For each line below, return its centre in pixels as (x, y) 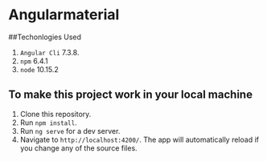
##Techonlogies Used (45, 37)
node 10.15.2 (39, 69)
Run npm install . (49, 123)
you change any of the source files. (79, 148)
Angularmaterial (64, 15)
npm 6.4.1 (34, 61)
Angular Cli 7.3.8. (49, 52)
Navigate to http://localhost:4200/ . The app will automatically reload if (140, 139)
